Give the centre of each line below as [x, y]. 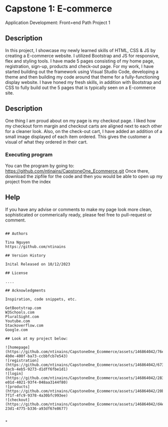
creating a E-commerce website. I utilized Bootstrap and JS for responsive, [82, 55]
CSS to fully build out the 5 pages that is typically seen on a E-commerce [80, 87]
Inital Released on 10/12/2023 [38, 264]
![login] [14, 373]
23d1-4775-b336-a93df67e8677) [37, 408]
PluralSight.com [22, 316]
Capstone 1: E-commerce [59, 9]
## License [16, 273]
